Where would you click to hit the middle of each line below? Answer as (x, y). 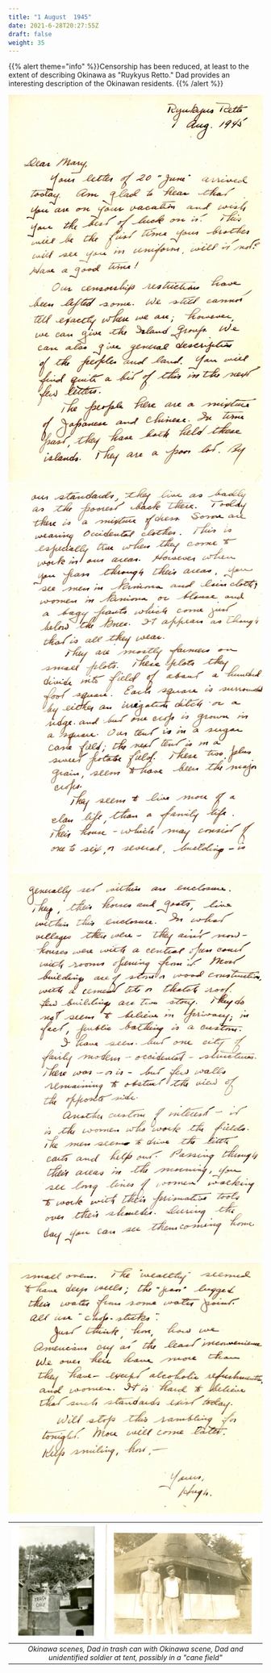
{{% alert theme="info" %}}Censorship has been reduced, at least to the (129, 67)
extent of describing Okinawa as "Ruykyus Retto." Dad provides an (119, 75)
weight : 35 (27, 43)
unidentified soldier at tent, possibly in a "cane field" (135, 1658)
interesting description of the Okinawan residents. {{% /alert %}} (116, 84)
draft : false (30, 34)
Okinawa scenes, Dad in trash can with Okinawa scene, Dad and (135, 1649)
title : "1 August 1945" (50, 17)
